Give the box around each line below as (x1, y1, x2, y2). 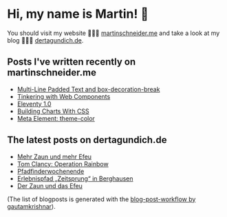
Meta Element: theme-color (17, 114, 95, 122)
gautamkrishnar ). (7, 202, 56, 210)
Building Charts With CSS (17, 106, 89, 115)
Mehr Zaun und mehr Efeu (17, 152, 91, 161)
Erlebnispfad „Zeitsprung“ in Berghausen (17, 174, 133, 183)
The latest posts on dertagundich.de (7, 134, 167, 146)
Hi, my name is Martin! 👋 (7, 6, 149, 22)
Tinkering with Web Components (17, 92, 111, 100)
